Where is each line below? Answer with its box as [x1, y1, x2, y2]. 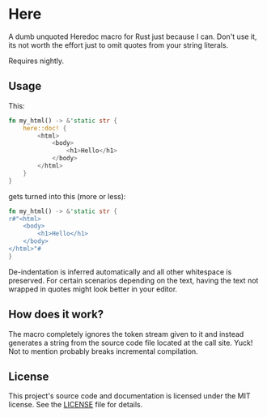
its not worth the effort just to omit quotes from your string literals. [8, 40, 229, 49]
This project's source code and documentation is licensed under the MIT [8, 391, 251, 401]
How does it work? [8, 308, 104, 321]
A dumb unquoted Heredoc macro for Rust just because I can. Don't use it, [8, 32, 257, 41]
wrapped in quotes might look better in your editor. [8, 284, 178, 294]
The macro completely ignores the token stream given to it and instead [8, 329, 244, 338]
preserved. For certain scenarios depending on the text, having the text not [8, 275, 259, 285]
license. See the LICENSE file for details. [8, 400, 143, 410]
